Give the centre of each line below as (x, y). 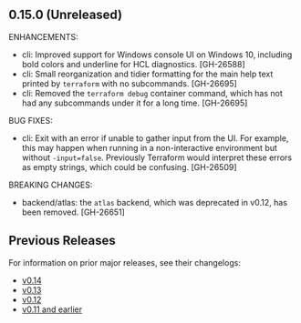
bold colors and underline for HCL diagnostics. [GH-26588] (133, 64)
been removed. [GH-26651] (73, 212)
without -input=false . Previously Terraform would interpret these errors (157, 157)
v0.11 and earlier (52, 309)
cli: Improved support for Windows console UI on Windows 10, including (157, 55)
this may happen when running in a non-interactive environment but (149, 147)
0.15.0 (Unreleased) (66, 15)
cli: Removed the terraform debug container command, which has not (152, 93)
